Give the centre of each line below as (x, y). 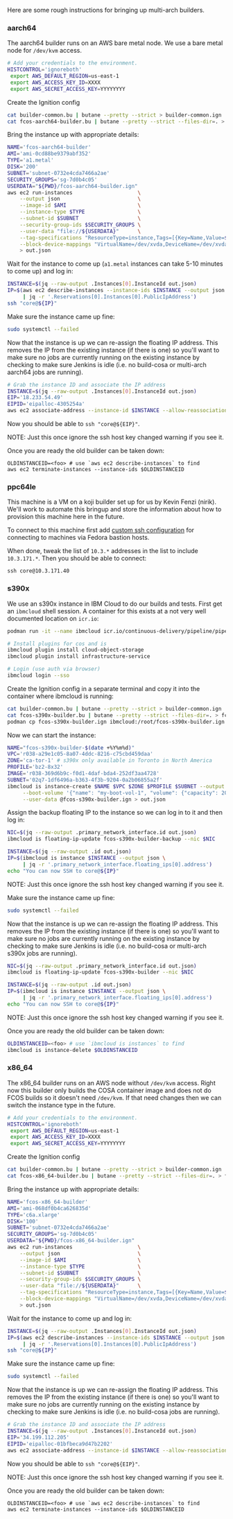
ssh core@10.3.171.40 (38, 571)
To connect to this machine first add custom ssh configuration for (101, 530)
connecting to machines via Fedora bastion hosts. (78, 538)
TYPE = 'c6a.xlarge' (34, 1215)
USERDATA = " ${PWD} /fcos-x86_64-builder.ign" (71, 1241)
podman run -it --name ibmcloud (54, 631)
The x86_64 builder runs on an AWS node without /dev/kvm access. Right (112, 1083)
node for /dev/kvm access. (44, 51)
